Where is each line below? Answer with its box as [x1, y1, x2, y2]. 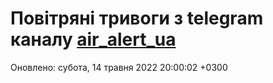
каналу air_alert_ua [10, 28, 177, 51]
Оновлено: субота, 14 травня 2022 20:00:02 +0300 [10, 61, 228, 73]
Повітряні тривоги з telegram [10, 7, 264, 30]
